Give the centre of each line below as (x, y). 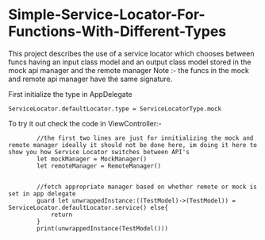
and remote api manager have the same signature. (90, 79)
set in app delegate (42, 194)
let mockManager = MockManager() (92, 159)
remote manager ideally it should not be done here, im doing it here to (133, 145)
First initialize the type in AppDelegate (70, 94)
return (61, 215)
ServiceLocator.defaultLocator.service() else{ (88, 207)
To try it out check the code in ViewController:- (85, 123)
